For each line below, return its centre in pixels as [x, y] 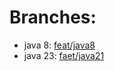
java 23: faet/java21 [64, 55]
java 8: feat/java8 [59, 45]
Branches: [53, 17]
